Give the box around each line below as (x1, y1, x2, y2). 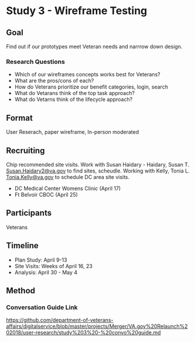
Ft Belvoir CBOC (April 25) (14, 191, 78, 198)
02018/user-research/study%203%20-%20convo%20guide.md (6, 329, 161, 336)
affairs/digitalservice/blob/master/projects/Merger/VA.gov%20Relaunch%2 (6, 323, 188, 330)
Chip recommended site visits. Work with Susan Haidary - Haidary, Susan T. (6, 161, 190, 168)
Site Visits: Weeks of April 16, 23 (14, 262, 93, 269)
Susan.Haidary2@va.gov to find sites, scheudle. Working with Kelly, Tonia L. (6, 167, 190, 174)
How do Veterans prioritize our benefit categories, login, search (14, 83, 169, 90)
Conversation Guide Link (6, 303, 78, 311)
